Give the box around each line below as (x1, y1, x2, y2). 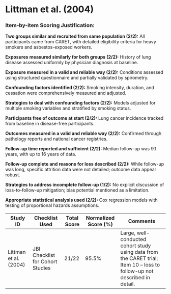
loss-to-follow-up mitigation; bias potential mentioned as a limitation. (5, 187, 150, 193)
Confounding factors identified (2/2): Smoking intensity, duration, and (5, 85, 154, 91)
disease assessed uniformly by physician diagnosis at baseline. (5, 60, 138, 66)
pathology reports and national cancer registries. (5, 136, 108, 142)
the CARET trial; (120, 255, 158, 262)
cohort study (120, 242, 151, 249)
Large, (120, 229, 136, 236)
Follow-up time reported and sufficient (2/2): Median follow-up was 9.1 (5, 146, 157, 152)
